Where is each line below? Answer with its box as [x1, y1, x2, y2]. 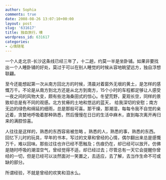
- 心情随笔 [5, 44, 25, 49]
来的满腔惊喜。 [5, 118, 36, 124]
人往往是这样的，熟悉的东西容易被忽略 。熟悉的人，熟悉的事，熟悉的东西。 [5, 128, 158, 134]
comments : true [5, 12, 37, 17]
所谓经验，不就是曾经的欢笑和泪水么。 [5, 170, 83, 176]
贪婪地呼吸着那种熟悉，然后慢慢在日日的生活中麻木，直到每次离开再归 [18, 111, 161, 117]
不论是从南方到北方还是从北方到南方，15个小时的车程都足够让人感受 [22, 87, 161, 93]
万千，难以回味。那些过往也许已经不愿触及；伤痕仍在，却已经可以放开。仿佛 [5, 141, 161, 146]
